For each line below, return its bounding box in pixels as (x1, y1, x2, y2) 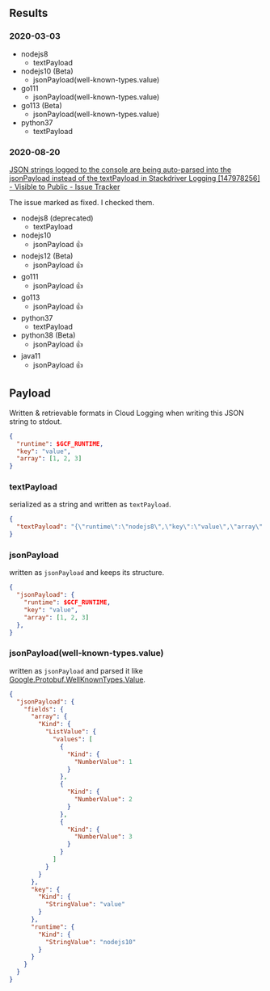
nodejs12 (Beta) (20, 250, 74, 261)
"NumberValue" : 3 (74, 833, 133, 841)
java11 (20, 351, 41, 360)
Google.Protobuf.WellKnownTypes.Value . (9, 674, 146, 684)
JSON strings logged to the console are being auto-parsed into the (9, 165, 232, 174)
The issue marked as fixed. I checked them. (9, 197, 154, 207)
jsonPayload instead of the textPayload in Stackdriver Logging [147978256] (9, 173, 261, 183)
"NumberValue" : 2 (74, 796, 133, 804)
